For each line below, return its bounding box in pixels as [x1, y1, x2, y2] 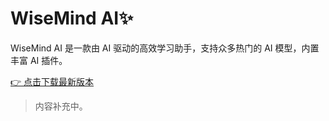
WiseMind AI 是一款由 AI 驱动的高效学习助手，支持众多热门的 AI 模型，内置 [10, 42, 320, 54]
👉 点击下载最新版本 [10, 75, 95, 87]
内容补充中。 [34, 100, 88, 112]
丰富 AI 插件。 [10, 54, 68, 66]
